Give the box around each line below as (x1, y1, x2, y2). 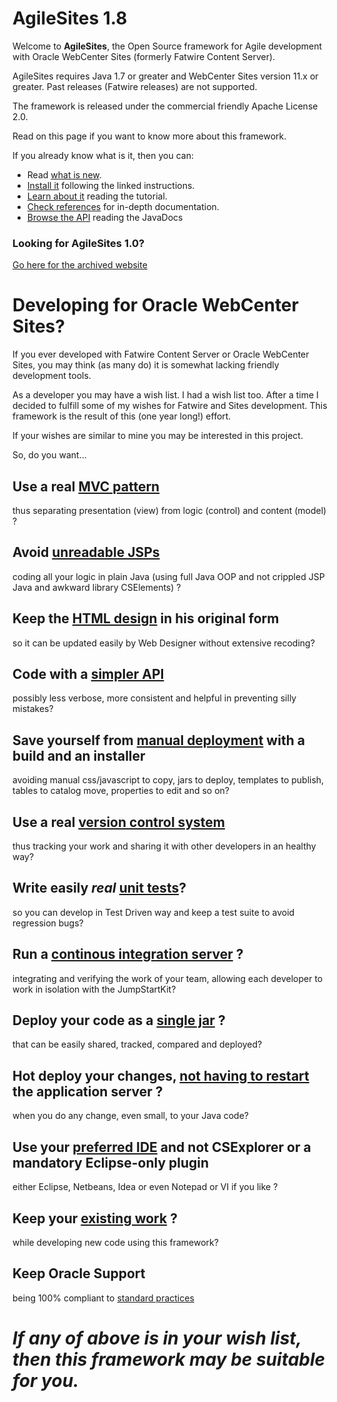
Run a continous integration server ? (12, 946, 244, 963)
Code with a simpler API (12, 666, 165, 682)
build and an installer (12, 747, 146, 764)
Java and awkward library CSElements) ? (12, 581, 182, 593)
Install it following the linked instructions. (26, 179, 195, 191)
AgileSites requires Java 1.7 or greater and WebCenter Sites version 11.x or (12, 70, 319, 82)
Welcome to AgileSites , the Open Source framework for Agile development (12, 40, 323, 52)
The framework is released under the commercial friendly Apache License (12, 100, 319, 112)
